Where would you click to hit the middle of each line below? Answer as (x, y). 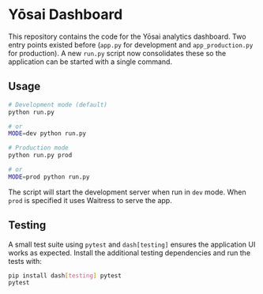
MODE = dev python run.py (47, 134)
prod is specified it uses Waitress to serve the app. (90, 200)
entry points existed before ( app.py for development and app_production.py (131, 44)
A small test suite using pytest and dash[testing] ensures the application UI (132, 244)
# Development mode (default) (58, 104)
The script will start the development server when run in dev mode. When (127, 192)
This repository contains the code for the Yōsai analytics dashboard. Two (127, 36)
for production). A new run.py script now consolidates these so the (117, 53)
